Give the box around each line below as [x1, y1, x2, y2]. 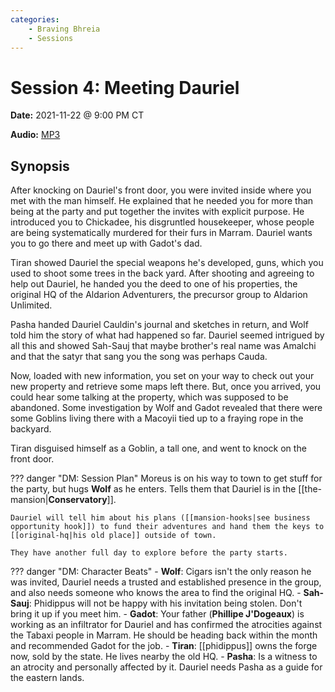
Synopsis [10, 157, 70, 175]
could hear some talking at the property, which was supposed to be [10, 391, 289, 403]
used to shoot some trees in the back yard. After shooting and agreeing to [10, 267, 315, 280]
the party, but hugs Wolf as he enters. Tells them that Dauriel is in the [10, 483, 297, 495]
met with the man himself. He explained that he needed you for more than [10, 195, 314, 207]
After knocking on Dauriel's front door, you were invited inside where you [10, 184, 312, 196]
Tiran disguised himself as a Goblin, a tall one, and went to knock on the [10, 442, 307, 455]
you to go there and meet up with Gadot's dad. [10, 237, 203, 250]
